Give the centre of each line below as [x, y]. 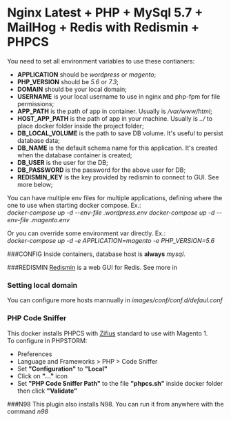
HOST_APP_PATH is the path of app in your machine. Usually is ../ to [114, 118]
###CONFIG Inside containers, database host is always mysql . [97, 254]
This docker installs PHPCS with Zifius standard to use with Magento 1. [108, 333]
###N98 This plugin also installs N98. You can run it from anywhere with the [115, 404]
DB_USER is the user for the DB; [62, 162]
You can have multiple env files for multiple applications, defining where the [115, 197]
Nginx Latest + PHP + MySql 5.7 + [105, 13]
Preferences [34, 354]
